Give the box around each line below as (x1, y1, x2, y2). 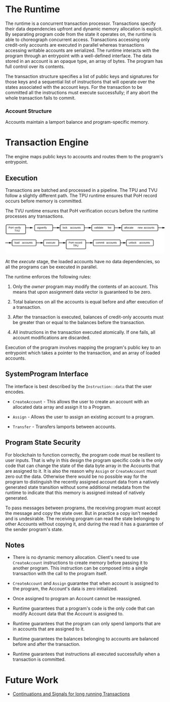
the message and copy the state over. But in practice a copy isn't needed (5, 510, 158, 516)
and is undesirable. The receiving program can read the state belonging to (5, 515, 160, 521)
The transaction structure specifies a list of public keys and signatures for (5, 73, 159, 79)
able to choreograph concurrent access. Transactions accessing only (5, 37, 150, 43)
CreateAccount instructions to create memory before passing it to (12, 559, 148, 566)
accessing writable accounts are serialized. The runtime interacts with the (5, 47, 159, 53)
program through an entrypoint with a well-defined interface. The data (5, 52, 152, 59)
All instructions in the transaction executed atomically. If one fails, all (12, 329, 156, 335)
